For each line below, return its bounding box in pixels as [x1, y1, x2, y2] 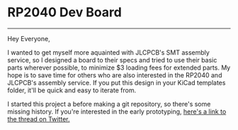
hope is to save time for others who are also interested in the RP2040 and [7, 70, 222, 79]
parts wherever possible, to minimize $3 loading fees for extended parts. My [7, 63, 231, 72]
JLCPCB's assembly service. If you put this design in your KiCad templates [7, 78, 226, 87]
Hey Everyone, [7, 34, 51, 43]
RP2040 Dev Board [7, 4, 122, 21]
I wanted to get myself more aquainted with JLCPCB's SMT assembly [7, 48, 210, 57]
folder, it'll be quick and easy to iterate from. [7, 86, 137, 94]
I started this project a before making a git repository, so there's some [7, 99, 211, 108]
